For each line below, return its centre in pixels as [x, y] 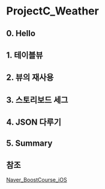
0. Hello [21, 33]
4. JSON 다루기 [34, 122]
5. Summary [29, 143]
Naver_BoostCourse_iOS [37, 180]
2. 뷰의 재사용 [30, 77]
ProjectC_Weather [52, 11]
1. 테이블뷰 [25, 55]
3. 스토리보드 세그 [37, 100]
